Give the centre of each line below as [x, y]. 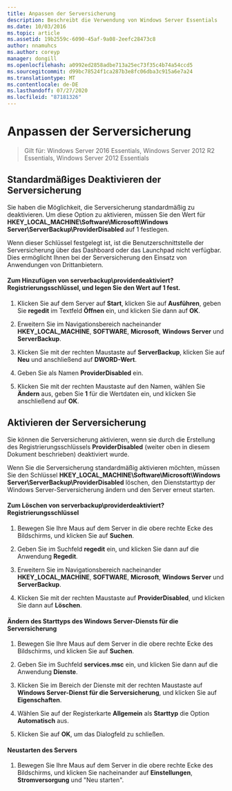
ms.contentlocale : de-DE [43, 84]
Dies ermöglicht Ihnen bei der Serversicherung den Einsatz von [97, 257]
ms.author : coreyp [33, 53]
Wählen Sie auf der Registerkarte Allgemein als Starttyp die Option [113, 713]
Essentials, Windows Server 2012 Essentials [87, 158]
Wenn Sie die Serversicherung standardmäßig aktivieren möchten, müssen [114, 467]
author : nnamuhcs [32, 46]
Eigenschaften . [39, 700]
